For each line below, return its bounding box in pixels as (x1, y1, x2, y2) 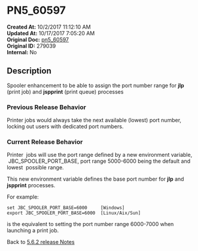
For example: (7, 193, 39, 200)
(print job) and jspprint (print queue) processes (7, 88, 124, 95)
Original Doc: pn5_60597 (7, 36, 69, 43)
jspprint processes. (7, 182, 56, 189)
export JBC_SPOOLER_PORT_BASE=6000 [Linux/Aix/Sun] (7, 210, 141, 216)
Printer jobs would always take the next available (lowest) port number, (7, 117, 182, 124)
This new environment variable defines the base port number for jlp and (7, 175, 184, 182)
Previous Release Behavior (7, 103, 86, 111)
